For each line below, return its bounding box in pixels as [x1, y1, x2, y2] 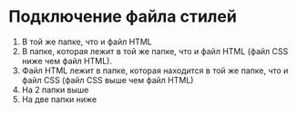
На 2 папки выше [21, 84, 89, 95]
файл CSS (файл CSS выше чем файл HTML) [21, 74, 194, 85]
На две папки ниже [21, 93, 97, 105]
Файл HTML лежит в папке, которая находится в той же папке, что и [21, 65, 289, 76]
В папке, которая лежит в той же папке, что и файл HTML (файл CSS [21, 45, 289, 56]
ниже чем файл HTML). [21, 55, 113, 66]
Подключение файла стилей [8, 6, 238, 27]
